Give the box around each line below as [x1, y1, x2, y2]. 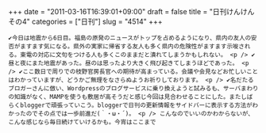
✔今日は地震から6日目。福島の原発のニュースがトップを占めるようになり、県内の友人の [8, 34, 252, 42]
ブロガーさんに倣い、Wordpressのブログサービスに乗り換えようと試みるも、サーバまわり [8, 85, 259, 93]
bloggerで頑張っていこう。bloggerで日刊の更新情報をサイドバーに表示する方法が [19, 101, 253, 109]
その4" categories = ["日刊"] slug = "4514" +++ [8, 17, 163, 26]
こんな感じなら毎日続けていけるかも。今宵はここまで [8, 118, 156, 126]
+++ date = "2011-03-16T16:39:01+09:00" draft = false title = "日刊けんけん [8, 7, 255, 16]
